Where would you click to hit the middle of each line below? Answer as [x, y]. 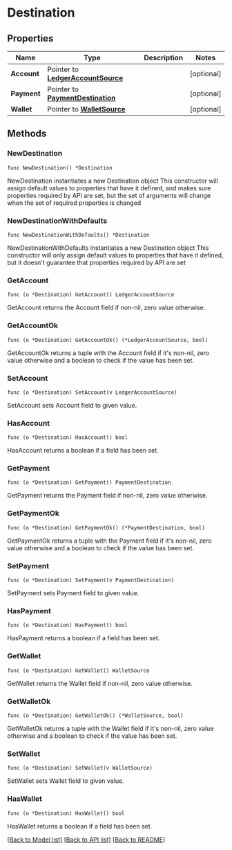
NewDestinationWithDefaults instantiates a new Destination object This [108, 248]
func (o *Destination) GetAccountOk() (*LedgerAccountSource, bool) [108, 340]
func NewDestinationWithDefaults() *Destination [78, 235]
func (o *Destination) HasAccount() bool [68, 437]
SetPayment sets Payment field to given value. [73, 593]
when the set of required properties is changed [74, 203]
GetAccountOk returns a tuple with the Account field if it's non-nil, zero [108, 353]
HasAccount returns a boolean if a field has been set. [83, 451]
